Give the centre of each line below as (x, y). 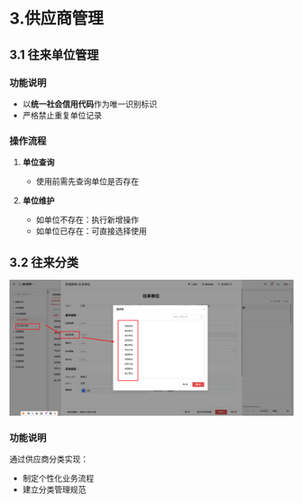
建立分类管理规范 (54, 489)
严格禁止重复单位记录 (62, 115)
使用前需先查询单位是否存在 (87, 182)
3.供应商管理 (56, 19)
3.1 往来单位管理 (54, 55)
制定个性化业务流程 (58, 479)
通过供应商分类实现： (49, 459)
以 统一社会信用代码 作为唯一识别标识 (90, 104)
